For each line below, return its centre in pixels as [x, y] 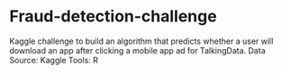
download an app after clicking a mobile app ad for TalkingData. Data [137, 50]
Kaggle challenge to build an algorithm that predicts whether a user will [141, 41]
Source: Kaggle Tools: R [54, 60]
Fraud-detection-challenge [114, 16]
